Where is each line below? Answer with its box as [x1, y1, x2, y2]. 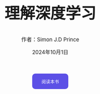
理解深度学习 [4, 3, 96, 22]
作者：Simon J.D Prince [21, 36, 80, 43]
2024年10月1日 [32, 48, 69, 55]
